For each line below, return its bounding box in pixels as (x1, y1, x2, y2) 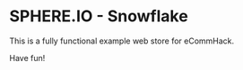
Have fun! (9, 52, 46, 63)
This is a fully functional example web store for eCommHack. (9, 35, 235, 46)
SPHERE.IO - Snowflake (9, 6, 188, 27)
